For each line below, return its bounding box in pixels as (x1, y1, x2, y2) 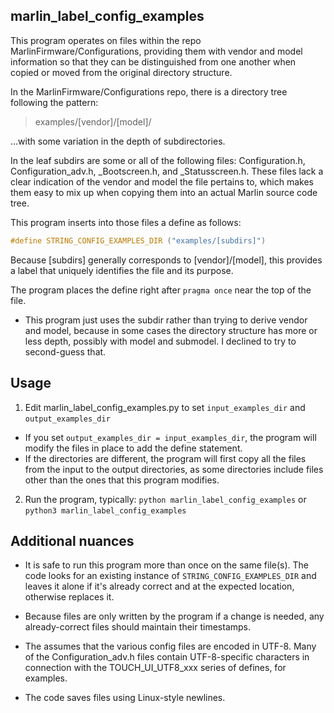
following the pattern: (10, 96, 99, 108)
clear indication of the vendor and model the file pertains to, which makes (10, 175, 314, 188)
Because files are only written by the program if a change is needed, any (24, 610, 325, 623)
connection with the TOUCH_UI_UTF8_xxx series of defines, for (24, 662, 287, 674)
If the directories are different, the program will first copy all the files (24, 452, 307, 464)
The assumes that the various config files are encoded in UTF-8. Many (24, 640, 317, 653)
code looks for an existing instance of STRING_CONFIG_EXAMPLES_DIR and (24, 570, 317, 582)
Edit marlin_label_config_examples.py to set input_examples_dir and (24, 401, 306, 413)
